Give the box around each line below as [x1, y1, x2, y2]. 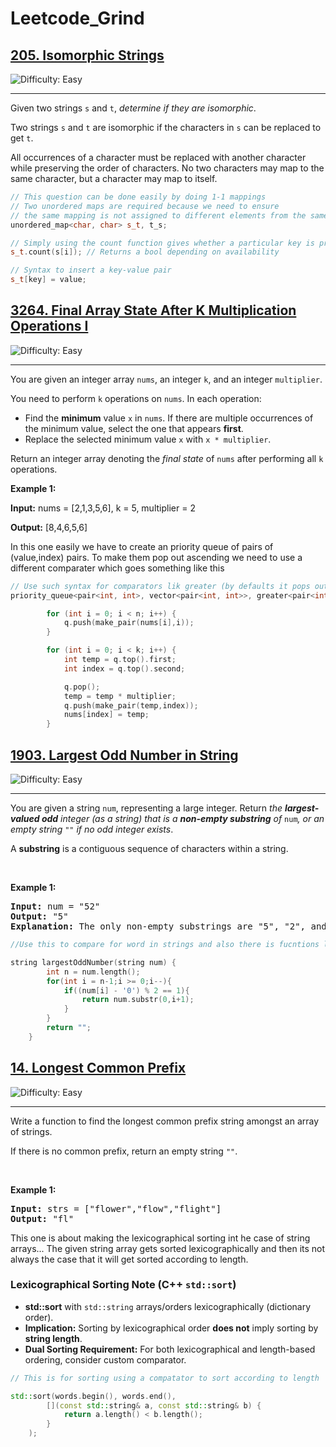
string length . [24, 1332, 83, 1344]
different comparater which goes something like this [10, 562, 225, 574]
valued [10, 813, 40, 824]
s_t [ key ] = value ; [10, 275, 87, 285]
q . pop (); [63, 682, 101, 692]
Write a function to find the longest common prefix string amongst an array [10, 1115, 320, 1127]
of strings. [10, 1125, 53, 1137]
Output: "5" [10, 911, 69, 922]
